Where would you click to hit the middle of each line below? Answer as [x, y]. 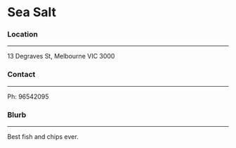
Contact [21, 75]
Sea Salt [32, 12]
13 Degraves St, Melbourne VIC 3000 [61, 56]
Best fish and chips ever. [43, 137]
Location [23, 35]
